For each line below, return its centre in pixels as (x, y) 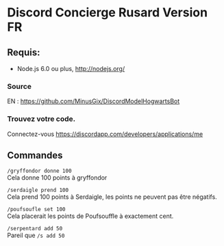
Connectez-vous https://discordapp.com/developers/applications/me (105, 134)
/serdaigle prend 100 (38, 190)
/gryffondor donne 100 (39, 171)
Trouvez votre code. (41, 119)
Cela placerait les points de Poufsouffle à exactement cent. (90, 216)
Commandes (35, 155)
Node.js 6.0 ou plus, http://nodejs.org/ (71, 69)
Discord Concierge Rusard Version (107, 13)
